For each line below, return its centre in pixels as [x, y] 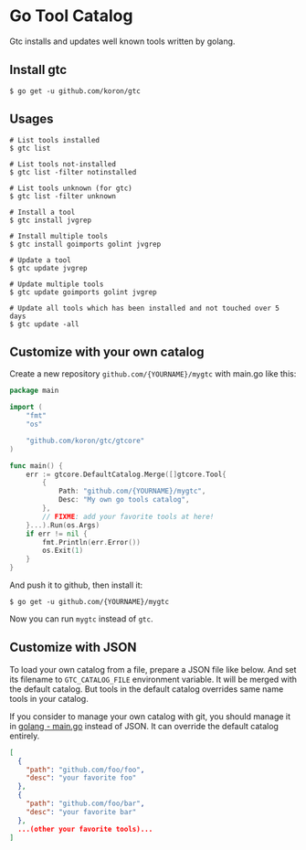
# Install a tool [42, 212]
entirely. [25, 736]
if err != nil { [57, 534]
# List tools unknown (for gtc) [71, 188]
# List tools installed [55, 140]
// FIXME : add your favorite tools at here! [128, 516]
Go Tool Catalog [71, 16]
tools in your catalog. [49, 698]
